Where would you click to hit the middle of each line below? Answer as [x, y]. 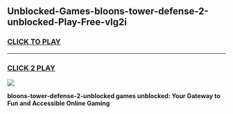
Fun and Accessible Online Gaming [59, 103]
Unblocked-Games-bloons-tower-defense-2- [108, 11]
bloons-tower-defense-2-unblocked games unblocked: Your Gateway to [114, 95]
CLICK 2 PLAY [31, 68]
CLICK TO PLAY [34, 42]
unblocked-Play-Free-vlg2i [67, 22]
